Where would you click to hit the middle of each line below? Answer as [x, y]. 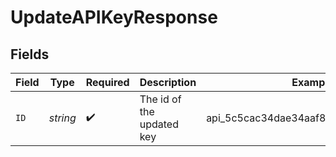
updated [159, 124]
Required [107, 82]
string [62, 118]
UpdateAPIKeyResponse [114, 17]
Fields [30, 54]
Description [168, 82]
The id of [160, 99]
